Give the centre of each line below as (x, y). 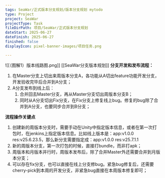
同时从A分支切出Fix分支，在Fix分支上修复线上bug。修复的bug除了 (87, 100)
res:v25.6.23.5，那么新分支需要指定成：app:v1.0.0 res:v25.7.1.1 (75, 139)
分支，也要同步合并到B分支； (61, 106)
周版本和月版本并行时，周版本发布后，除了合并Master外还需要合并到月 (84, 152)
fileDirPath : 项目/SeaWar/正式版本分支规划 (47, 28)
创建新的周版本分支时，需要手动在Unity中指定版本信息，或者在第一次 (82, 127)
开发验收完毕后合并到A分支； (42, 82)
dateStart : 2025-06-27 (28, 32)
